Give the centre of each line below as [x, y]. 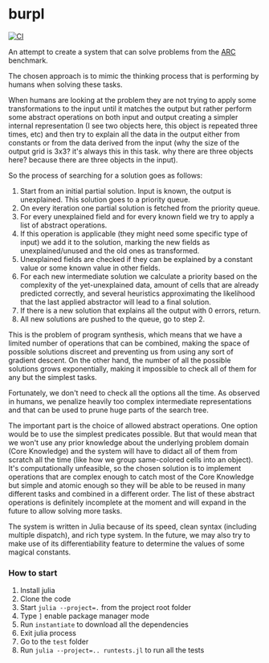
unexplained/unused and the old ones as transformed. [110, 251]
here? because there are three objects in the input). [93, 160]
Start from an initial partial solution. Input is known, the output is [125, 190]
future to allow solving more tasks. [65, 510]
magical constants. [40, 552]
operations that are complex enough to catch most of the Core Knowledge [131, 477]
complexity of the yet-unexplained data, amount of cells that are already [139, 284]
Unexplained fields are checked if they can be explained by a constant [136, 259]
